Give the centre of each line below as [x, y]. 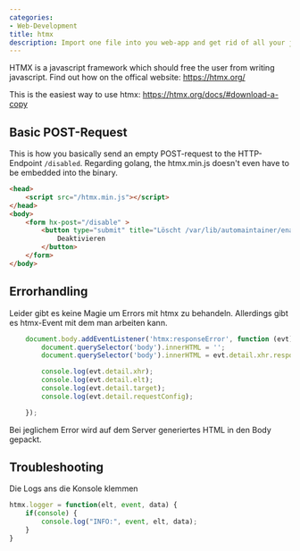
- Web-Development [43, 26]
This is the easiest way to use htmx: [75, 95]
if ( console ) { [51, 513]
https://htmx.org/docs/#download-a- [211, 95]
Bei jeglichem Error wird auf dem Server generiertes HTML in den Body [141, 430]
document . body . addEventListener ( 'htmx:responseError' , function [147, 339]
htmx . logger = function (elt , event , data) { [93, 505]
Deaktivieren [81, 239]
